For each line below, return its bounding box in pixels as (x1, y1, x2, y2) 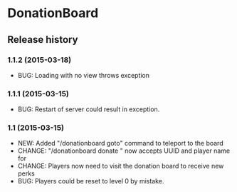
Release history (7, 34, 78, 46)
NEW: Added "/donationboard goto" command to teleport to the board (17, 139, 223, 148)
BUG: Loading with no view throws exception (17, 71, 150, 79)
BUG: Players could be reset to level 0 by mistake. (17, 177, 164, 186)
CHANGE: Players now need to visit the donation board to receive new (17, 162, 224, 171)
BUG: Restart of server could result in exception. (17, 105, 160, 113)
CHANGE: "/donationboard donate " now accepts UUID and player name (17, 146, 230, 155)
